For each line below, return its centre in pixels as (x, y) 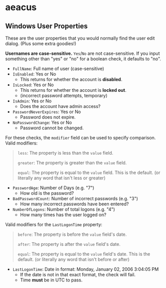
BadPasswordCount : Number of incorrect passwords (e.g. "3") (75, 199)
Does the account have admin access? (60, 106)
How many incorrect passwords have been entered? (74, 204)
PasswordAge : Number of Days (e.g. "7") (53, 188)
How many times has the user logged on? (63, 215)
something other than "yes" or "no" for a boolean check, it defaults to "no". (83, 59)
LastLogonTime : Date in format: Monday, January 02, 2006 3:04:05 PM (86, 269)
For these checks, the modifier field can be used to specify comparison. (80, 138)
